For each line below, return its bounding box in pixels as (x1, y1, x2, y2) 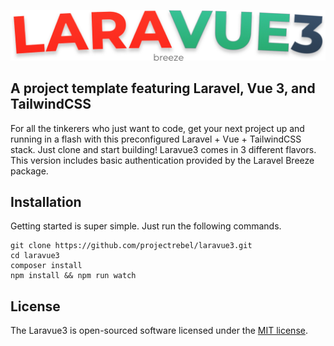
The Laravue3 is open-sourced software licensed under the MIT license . (10, 325, 308, 337)
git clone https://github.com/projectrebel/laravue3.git (10, 241, 253, 251)
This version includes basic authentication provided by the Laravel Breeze (10, 154, 315, 166)
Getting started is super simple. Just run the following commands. (10, 220, 282, 232)
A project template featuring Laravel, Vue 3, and (10, 80, 316, 97)
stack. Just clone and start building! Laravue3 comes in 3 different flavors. (10, 143, 317, 155)
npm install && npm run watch (10, 271, 137, 281)
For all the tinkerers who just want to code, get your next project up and (10, 122, 305, 134)
